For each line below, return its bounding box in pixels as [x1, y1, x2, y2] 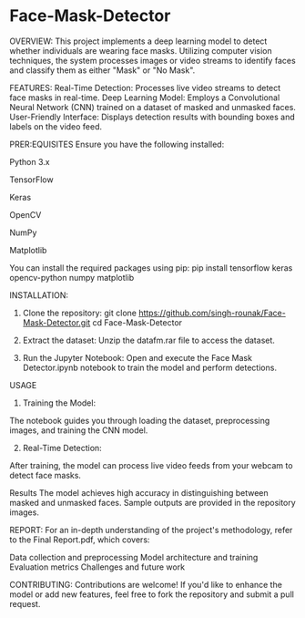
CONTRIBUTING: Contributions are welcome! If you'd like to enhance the [9, 579, 282, 590]
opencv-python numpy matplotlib [9, 272, 135, 283]
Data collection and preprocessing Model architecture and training [9, 551, 259, 562]
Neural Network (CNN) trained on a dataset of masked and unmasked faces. [9, 101, 296, 112]
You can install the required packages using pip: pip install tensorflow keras [9, 262, 293, 273]
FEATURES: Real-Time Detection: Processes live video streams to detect [9, 82, 281, 93]
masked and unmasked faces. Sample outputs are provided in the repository [9, 497, 296, 508]
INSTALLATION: [9, 289, 69, 301]
